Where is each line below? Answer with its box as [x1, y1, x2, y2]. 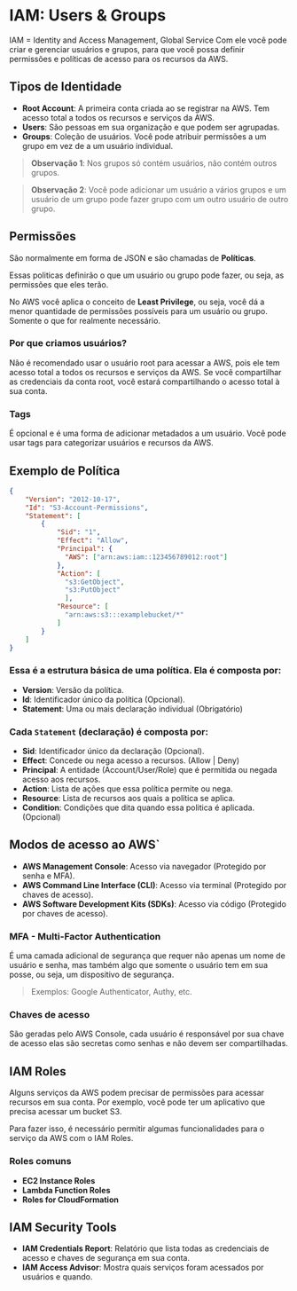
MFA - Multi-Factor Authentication [9, 930, 161, 942]
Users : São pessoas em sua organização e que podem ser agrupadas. [21, 122, 280, 132]
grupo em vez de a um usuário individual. [21, 140, 174, 151]
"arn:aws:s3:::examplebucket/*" [65, 610, 184, 619]
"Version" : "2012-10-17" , [25, 494, 121, 504]
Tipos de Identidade [9, 79, 122, 94]
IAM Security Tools [9, 1219, 117, 1234]
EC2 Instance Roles [21, 1175, 96, 1185]
